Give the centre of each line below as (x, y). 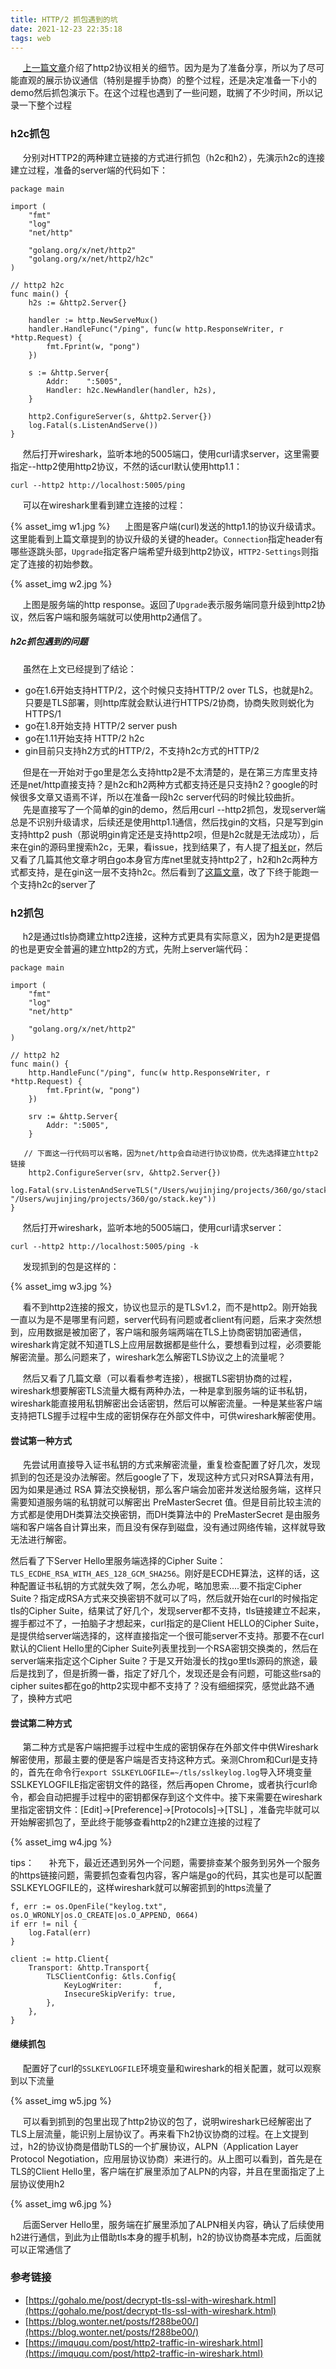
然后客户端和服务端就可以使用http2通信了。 (117, 617)
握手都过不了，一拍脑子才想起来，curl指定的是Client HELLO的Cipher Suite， (167, 1623)
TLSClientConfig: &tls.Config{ (111, 1977)
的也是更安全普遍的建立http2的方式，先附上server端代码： (131, 948)
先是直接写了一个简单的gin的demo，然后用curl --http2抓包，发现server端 (174, 809)
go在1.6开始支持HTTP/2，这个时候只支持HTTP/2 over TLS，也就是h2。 (171, 690)
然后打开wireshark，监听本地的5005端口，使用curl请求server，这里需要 (171, 453)
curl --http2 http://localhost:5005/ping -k (104, 1246)
